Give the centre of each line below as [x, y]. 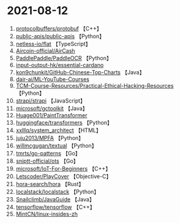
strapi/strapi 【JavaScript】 [51, 100]
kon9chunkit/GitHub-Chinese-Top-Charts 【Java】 [80, 72]
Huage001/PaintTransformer [51, 115]
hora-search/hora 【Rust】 [50, 184]
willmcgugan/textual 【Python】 [56, 146]
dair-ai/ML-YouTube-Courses [52, 79]
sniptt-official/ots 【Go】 [47, 161]
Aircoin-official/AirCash [45, 50]
